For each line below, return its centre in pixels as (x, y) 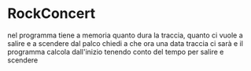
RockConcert (52, 14)
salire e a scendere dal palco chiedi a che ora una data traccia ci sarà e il (125, 43)
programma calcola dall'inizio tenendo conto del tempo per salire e (116, 51)
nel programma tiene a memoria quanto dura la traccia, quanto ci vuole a (125, 35)
